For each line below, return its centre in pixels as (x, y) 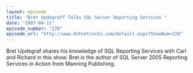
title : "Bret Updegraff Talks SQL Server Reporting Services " (87, 17)
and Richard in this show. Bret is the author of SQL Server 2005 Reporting (97, 57)
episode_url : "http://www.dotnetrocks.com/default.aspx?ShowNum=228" (95, 34)
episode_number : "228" (34, 28)
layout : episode (26, 12)
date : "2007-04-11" (30, 23)
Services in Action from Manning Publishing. (61, 64)
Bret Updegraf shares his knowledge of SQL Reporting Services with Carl (96, 51)
